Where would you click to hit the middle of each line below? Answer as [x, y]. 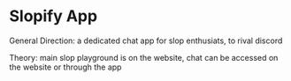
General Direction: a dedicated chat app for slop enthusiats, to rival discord [146, 40]
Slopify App [54, 16]
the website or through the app [65, 67]
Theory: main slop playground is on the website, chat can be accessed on [144, 57]
